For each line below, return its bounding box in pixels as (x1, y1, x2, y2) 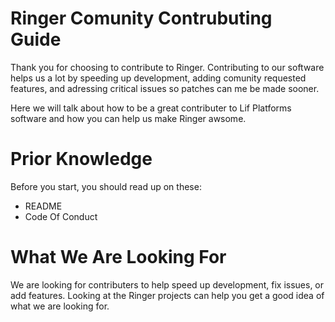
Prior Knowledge (10, 148, 153, 171)
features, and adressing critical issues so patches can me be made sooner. (10, 82, 320, 94)
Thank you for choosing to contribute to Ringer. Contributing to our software (10, 61, 325, 73)
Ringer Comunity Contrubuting (10, 7, 273, 30)
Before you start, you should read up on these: (10, 180, 202, 192)
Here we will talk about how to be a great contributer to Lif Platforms (10, 102, 292, 114)
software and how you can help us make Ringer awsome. (10, 112, 247, 124)
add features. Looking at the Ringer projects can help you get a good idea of (10, 289, 325, 301)
